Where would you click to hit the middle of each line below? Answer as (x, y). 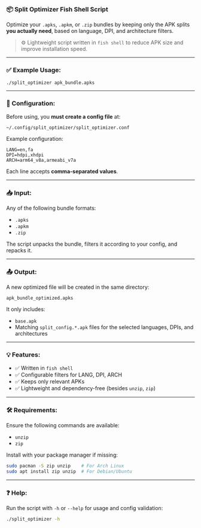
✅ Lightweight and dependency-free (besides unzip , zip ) (85, 388)
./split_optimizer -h (33, 519)
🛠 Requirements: (32, 410)
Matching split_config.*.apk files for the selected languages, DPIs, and (104, 327)
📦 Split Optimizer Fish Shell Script (57, 9)
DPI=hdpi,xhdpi (25, 155)
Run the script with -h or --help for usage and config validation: (85, 508)
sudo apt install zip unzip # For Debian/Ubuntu (69, 471)
